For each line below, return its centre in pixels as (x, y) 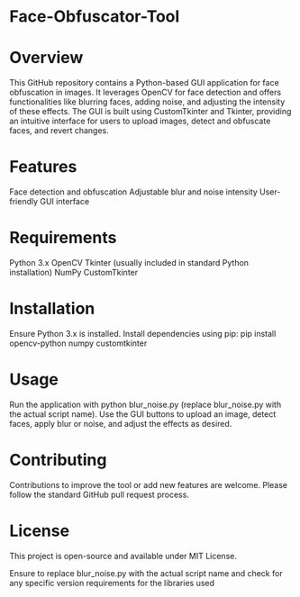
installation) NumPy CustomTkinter (74, 272)
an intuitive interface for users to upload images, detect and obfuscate (140, 121)
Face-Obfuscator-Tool (95, 17)
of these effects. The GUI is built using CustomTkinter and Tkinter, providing (150, 112)
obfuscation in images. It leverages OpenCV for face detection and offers (145, 93)
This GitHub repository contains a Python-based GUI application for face (144, 83)
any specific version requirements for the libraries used (112, 583)
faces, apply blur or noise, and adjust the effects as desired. (121, 423)
